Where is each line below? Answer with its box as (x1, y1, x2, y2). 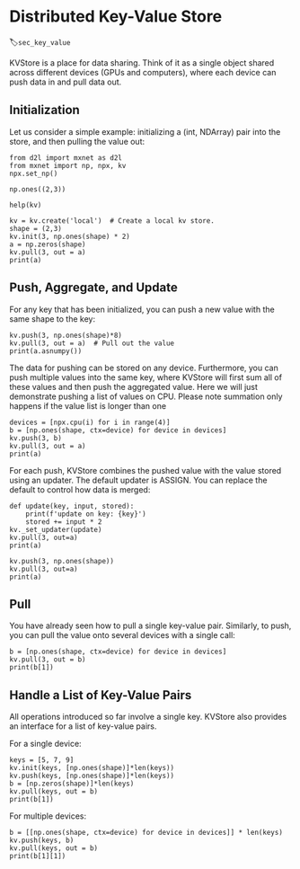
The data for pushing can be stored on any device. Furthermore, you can (9, 362, 278, 373)
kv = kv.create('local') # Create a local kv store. (9, 216, 216, 226)
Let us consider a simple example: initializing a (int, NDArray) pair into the (9, 126, 281, 137)
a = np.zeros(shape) (9, 240, 87, 249)
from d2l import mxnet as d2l (9, 153, 123, 163)
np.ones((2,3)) (9, 184, 66, 194)
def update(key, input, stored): (9, 501, 135, 510)
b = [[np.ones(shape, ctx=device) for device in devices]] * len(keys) (9, 829, 283, 838)
